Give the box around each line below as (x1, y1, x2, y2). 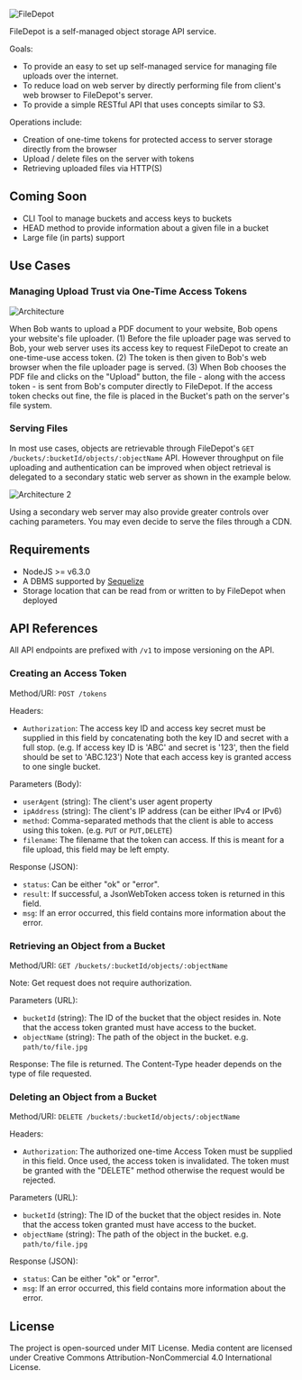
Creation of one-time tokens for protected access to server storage (22, 134, 273, 144)
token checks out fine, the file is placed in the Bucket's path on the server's (9, 390, 290, 401)
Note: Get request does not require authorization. (9, 978, 192, 989)
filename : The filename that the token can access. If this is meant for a (22, 834, 285, 845)
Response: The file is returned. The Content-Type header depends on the (9, 1059, 282, 1070)
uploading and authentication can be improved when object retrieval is (9, 462, 271, 472)
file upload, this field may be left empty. (22, 844, 169, 855)
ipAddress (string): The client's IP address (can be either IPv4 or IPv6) (22, 805, 282, 816)
